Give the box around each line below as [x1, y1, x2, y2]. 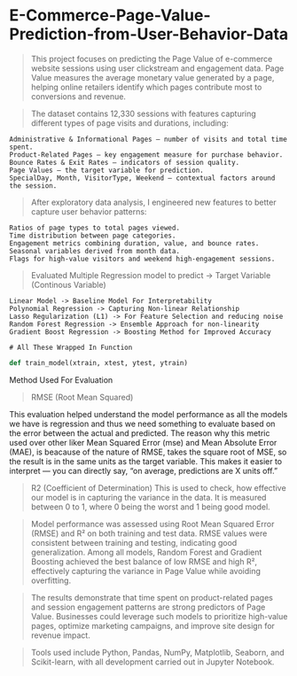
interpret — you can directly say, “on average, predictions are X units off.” [9, 465, 277, 476]
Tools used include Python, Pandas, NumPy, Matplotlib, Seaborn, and [30, 647, 285, 657]
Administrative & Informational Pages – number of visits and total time [9, 135, 288, 144]
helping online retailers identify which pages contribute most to [30, 82, 262, 92]
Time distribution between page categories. [9, 231, 176, 240]
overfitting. [30, 575, 72, 586]
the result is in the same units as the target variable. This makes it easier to [9, 455, 282, 466]
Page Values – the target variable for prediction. [9, 166, 204, 175]
